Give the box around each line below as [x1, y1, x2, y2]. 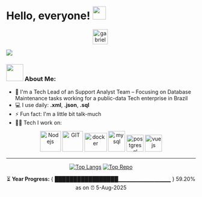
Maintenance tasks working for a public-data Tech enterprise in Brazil [14, 95, 188, 102]
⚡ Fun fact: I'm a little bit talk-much [14, 111, 102, 118]
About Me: [24, 74, 56, 83]
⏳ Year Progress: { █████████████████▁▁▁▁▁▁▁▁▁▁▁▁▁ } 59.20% [6, 175, 196, 183]
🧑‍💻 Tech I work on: [14, 119, 62, 126]
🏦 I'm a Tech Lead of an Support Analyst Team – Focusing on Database [14, 88, 191, 95]
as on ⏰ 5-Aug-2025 [75, 184, 127, 192]
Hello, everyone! [6, 9, 91, 23]
